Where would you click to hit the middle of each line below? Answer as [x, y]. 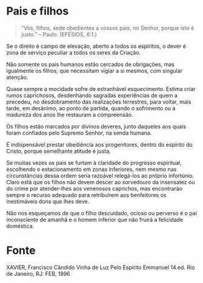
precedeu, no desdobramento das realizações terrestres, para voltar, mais [99, 102]
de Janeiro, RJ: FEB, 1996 [38, 273]
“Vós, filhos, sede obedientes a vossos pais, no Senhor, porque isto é [108, 28]
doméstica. [20, 226]
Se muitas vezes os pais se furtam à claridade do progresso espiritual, [94, 162]
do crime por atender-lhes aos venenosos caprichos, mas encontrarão [95, 188]
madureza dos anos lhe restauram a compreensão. [70, 115]
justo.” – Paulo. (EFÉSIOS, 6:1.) [59, 34]
